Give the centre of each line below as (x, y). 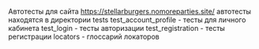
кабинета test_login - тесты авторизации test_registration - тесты (116, 28)
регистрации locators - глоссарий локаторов (84, 36)
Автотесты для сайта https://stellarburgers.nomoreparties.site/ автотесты (129, 11)
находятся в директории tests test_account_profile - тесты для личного (127, 20)
